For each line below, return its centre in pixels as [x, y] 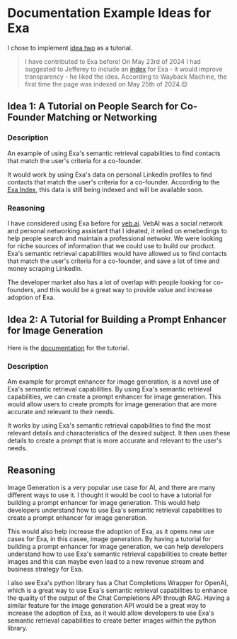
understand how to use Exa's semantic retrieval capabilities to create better [117, 554]
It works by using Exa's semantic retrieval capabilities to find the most [109, 426]
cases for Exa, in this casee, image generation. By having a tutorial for [109, 539]
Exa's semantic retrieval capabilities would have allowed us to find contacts [117, 253]
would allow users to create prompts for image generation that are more [112, 404]
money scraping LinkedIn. [45, 268]
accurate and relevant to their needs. [61, 412]
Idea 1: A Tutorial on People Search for [93, 107]
